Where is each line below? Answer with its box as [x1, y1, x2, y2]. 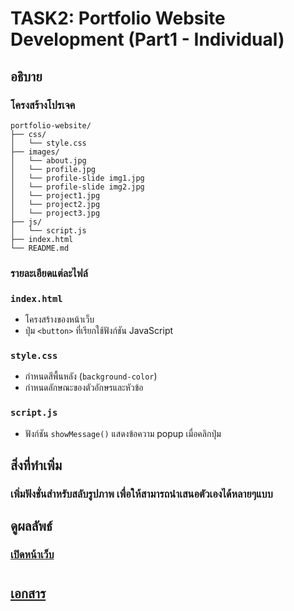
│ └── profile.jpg [10, 164, 97, 174]
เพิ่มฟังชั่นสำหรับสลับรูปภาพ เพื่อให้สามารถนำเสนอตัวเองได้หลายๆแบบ [10, 487, 273, 501]
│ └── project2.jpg [10, 199, 101, 209]
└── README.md [10, 243, 70, 253]
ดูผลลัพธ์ [10, 518, 53, 535]
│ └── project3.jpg [10, 208, 101, 218]
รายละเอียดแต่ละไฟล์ [10, 266, 88, 280]
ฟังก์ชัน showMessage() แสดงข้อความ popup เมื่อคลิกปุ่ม [24, 427, 222, 439]
